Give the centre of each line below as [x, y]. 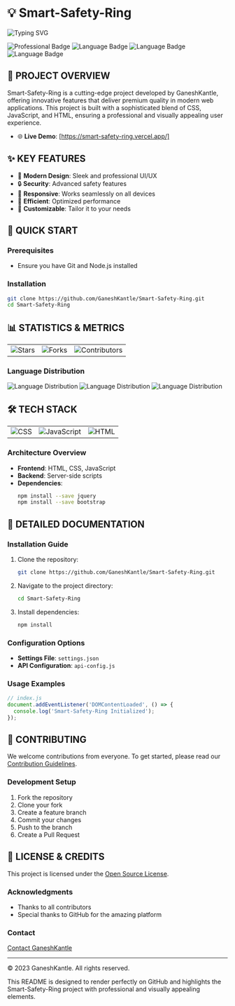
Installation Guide [38, 544]
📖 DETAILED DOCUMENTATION [76, 524]
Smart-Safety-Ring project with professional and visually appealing [104, 989]
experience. [24, 122]
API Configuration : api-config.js [66, 665]
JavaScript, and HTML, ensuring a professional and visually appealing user [115, 115]
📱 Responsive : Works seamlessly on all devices [86, 194]
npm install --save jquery [57, 496]
